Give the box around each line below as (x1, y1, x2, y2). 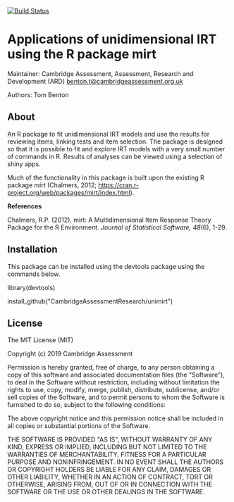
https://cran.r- (98, 180, 140, 189)
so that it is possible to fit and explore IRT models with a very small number (7, 144, 226, 153)
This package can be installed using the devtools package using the (7, 262, 205, 270)
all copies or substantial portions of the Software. (7, 422, 150, 430)
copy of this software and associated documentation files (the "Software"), (7, 370, 226, 379)
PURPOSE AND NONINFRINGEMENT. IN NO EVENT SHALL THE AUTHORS (7, 458, 224, 466)
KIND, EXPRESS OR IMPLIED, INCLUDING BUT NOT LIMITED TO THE (7, 443, 207, 451)
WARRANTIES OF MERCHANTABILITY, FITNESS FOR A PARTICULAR (7, 451, 207, 459)
